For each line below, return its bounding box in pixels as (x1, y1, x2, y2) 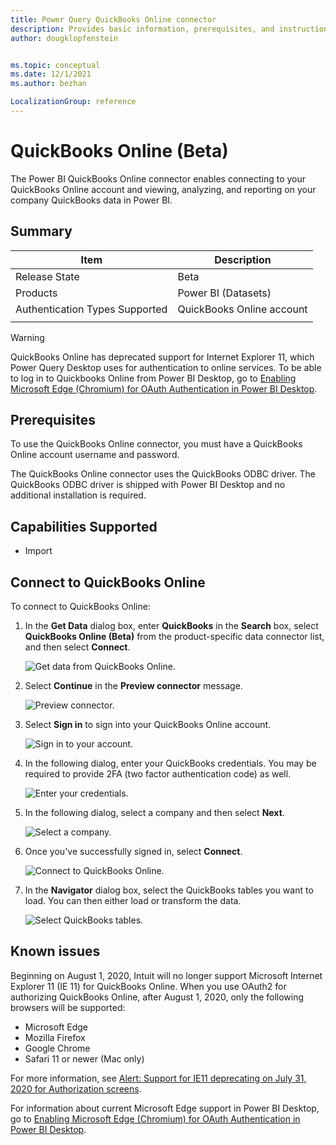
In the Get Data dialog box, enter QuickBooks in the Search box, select (24, 620, 319, 632)
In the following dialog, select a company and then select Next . (24, 807, 285, 819)
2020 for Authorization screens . (10, 1082, 142, 1095)
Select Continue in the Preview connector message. (24, 680, 243, 692)
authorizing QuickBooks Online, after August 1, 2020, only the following (10, 991, 305, 1003)
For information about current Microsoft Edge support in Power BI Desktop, (10, 1102, 320, 1114)
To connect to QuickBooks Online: (10, 601, 151, 613)
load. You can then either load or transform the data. (24, 895, 242, 907)
